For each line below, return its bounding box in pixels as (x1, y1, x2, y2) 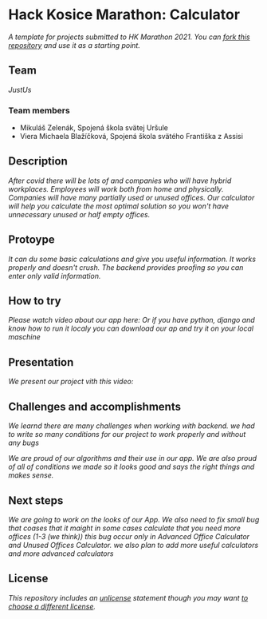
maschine (8, 332, 41, 342)
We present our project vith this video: (8, 377, 134, 387)
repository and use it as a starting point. (8, 40, 141, 50)
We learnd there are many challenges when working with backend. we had (8, 421, 255, 431)
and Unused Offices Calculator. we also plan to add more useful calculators (8, 540, 259, 550)
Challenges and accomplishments (8, 399, 182, 413)
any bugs (8, 438, 40, 448)
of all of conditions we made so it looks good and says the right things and (8, 462, 255, 472)
